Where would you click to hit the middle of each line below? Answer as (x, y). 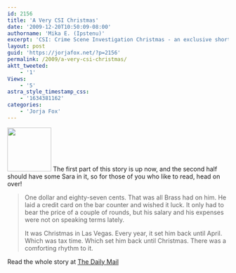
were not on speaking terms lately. (74, 219)
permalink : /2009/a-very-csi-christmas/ (67, 59)
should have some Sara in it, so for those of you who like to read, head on (114, 176)
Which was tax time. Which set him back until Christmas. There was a (125, 240)
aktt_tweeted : (28, 66)
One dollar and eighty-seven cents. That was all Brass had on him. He (125, 197)
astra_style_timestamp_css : (48, 92)
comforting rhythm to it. (59, 248)
